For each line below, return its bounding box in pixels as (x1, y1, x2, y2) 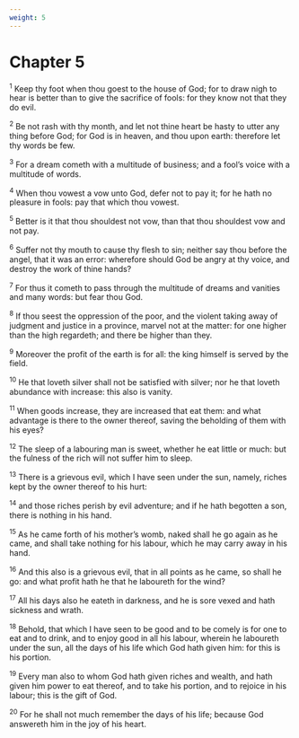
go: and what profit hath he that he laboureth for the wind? (9, 576, 226, 587)
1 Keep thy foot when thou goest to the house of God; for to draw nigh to (9, 82, 277, 94)
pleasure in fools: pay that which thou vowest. (9, 197, 180, 207)
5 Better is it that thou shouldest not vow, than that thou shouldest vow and (9, 215, 286, 226)
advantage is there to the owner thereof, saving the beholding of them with (9, 415, 286, 426)
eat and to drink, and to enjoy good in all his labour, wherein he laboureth (9, 633, 280, 644)
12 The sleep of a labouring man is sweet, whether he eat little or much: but (9, 442, 287, 454)
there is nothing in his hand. (9, 509, 112, 521)
